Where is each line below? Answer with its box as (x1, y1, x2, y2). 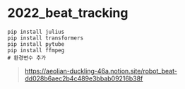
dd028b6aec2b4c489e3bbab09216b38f (24, 74, 143, 83)
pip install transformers (7, 34, 83, 42)
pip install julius (7, 28, 65, 35)
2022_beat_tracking (7, 5, 129, 21)
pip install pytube (7, 40, 65, 47)
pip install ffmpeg (7, 47, 65, 54)
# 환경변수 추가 (7, 54, 47, 61)
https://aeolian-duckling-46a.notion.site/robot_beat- (24, 66, 178, 75)
